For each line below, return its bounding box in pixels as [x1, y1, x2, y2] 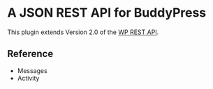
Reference [7, 48, 54, 60]
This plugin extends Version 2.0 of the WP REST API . [7, 28, 159, 36]
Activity [17, 74, 40, 82]
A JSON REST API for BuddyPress [7, 5, 207, 21]
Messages [17, 66, 47, 74]
